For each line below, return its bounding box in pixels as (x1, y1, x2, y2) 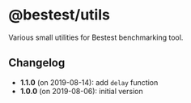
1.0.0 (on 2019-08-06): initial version (19, 86, 143, 96)
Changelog (8, 56, 66, 70)
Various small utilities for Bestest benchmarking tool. (8, 32, 184, 42)
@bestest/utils (8, 6, 111, 24)
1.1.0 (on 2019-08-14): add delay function (19, 77, 159, 87)
